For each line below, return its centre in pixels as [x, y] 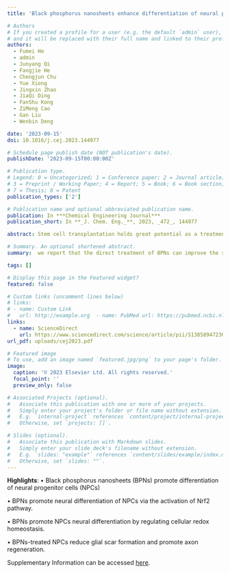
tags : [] [20, 265]
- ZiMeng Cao [32, 109]
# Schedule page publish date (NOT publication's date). [90, 153]
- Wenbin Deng [33, 121]
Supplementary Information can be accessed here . [79, 563]
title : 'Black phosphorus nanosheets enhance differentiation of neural [113, 13]
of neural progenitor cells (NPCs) [54, 488]
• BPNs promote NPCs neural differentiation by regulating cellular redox [108, 522]
